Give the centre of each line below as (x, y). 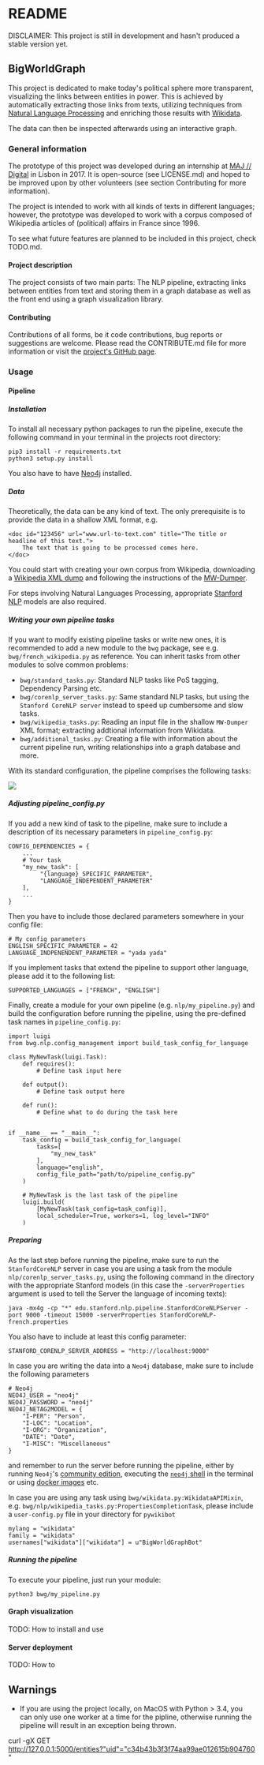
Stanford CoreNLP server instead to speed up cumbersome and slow (131, 705)
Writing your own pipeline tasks (61, 620)
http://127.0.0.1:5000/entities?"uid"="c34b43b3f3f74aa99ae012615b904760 (132, 1749)
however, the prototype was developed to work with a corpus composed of (130, 215)
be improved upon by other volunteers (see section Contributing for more (127, 183)
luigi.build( (44, 1202)
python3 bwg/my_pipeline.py (54, 1594)
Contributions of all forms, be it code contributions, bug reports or (115, 335)
